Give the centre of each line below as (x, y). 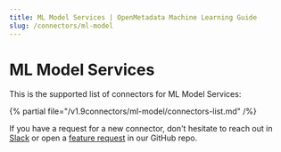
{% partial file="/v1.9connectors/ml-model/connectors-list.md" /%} (133, 111)
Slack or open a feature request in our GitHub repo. (103, 138)
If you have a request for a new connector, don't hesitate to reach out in (141, 129)
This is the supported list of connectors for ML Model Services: (125, 94)
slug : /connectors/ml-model (62, 26)
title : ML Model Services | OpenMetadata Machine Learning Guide (133, 17)
